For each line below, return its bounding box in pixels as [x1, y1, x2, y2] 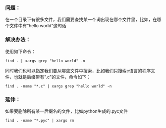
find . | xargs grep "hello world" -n [5, 58, 85, 63]
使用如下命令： [5, 48, 36, 54]
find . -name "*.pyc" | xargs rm [5, 118, 74, 123]
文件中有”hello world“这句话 [9, 23, 66, 29]
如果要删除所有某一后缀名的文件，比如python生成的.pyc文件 [5, 108, 128, 114]
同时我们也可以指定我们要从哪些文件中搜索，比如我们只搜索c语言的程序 [5, 68, 151, 74]
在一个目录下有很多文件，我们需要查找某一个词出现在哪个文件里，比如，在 [5, 16, 157, 23]
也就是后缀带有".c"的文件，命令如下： [13, 74, 91, 80]
